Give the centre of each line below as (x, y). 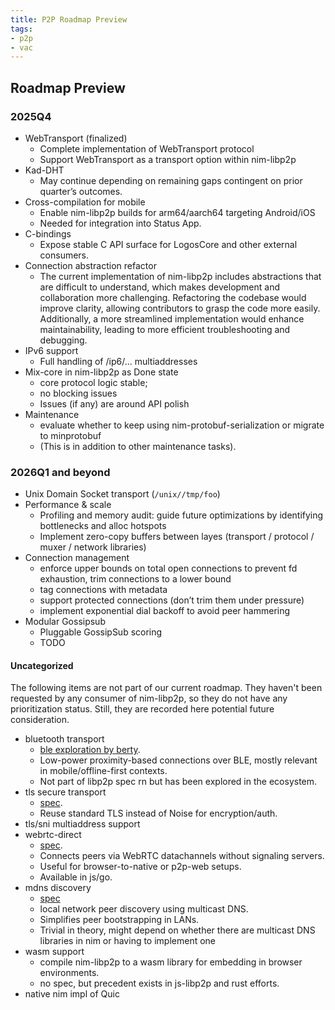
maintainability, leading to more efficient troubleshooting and (165, 329)
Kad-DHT (44, 170)
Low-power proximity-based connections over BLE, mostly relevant (178, 760)
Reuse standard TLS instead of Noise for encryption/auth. (158, 813)
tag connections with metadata (103, 590)
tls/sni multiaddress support (82, 824)
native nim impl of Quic (72, 994)
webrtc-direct (53, 835)
